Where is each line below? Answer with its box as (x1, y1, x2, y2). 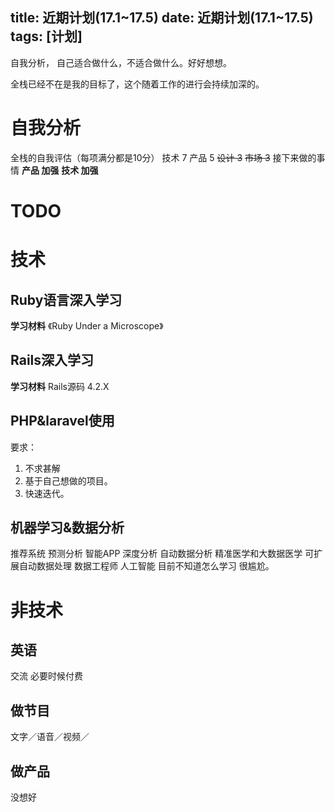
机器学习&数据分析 (10, 519, 125, 536)
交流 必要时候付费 (10, 670, 83, 682)
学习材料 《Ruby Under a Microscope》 (10, 319, 164, 332)
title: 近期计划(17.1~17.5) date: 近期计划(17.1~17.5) (10, 9, 314, 27)
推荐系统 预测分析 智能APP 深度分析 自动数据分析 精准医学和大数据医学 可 (10, 548, 315, 560)
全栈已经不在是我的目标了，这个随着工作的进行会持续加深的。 (10, 78, 265, 90)
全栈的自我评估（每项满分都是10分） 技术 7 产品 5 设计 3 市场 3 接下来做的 (10, 151, 317, 163)
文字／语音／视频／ (10, 731, 90, 743)
